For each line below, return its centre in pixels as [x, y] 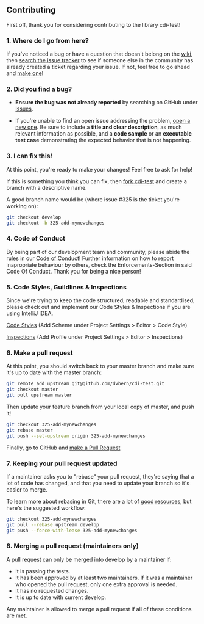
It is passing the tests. [43, 571]
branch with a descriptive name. [47, 187]
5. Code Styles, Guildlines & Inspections [66, 287]
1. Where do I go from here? [48, 40]
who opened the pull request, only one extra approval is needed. [96, 584]
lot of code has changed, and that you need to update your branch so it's [98, 483]
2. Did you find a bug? [39, 89]
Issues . [24, 109]
